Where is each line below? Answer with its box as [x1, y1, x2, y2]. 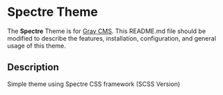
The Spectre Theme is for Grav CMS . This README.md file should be [7, 27, 206, 35]
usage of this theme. [7, 41, 66, 50]
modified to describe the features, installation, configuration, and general [7, 34, 217, 42]
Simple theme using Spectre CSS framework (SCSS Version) [7, 80, 181, 88]
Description [7, 61, 59, 73]
